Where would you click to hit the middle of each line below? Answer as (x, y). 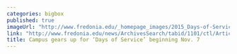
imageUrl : (21, 27)
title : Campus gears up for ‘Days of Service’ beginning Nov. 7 (103, 40)
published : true (30, 20)
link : (15, 33)
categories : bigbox (35, 14)
